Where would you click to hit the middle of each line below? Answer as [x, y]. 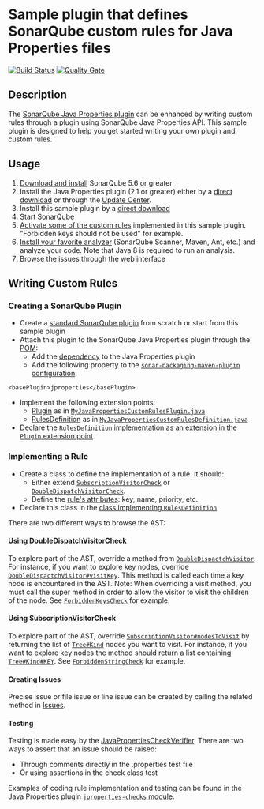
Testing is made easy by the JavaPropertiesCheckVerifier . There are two [126, 741]
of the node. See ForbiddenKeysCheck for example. [89, 600]
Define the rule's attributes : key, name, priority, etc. [115, 499]
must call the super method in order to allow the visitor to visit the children [129, 592]
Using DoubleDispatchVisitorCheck [68, 541]
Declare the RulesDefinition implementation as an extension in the [128, 427]
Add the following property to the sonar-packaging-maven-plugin [136, 365]
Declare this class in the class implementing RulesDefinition [118, 507]
